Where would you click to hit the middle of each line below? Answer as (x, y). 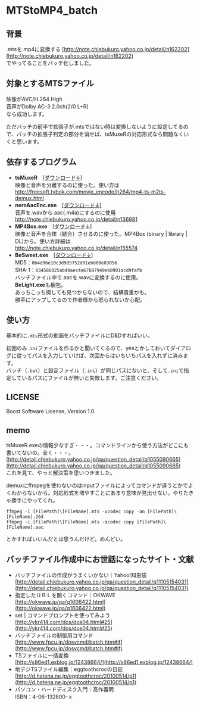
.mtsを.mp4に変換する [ (35, 49)
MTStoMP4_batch (52, 10)
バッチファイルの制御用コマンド (54, 635)
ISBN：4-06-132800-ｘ (44, 697)
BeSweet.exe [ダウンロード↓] (54, 255)
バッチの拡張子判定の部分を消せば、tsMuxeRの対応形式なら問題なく (100, 134)
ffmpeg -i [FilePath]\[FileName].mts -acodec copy (70, 522)
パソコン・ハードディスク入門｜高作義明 (64, 689)
